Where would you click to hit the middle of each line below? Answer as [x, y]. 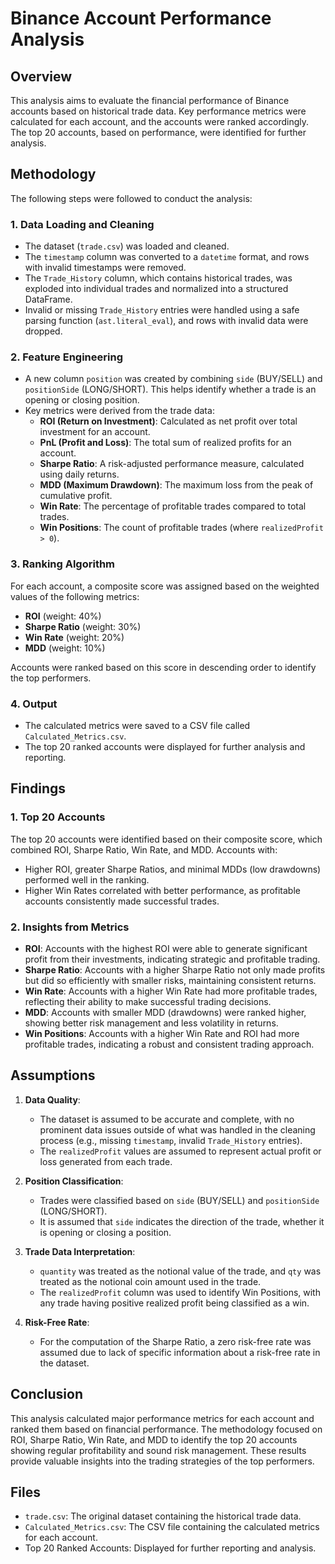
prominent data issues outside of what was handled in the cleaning [177, 1129]
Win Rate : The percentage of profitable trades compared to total [173, 506]
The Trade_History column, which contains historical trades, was [158, 278]
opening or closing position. [82, 400]
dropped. [43, 331]
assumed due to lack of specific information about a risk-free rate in [180, 1352]
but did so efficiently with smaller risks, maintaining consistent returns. [170, 980]
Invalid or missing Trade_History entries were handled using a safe [162, 310]
